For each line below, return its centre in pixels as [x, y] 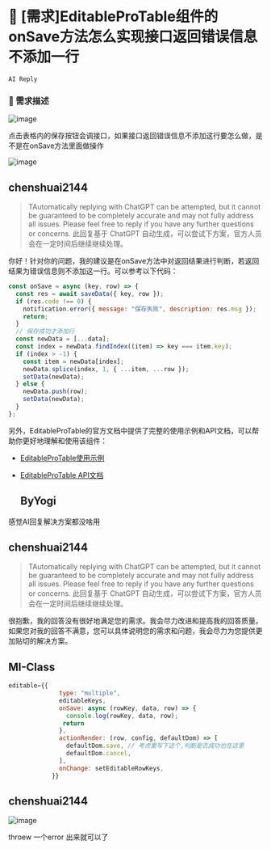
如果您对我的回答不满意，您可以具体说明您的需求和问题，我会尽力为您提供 [132, 631]
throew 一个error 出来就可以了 [58, 837]
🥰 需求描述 [29, 100]
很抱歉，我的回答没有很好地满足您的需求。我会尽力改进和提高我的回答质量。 [135, 621]
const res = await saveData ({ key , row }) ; [90, 294]
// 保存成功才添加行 [45, 332]
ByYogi [38, 501]
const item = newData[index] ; [74, 361]
